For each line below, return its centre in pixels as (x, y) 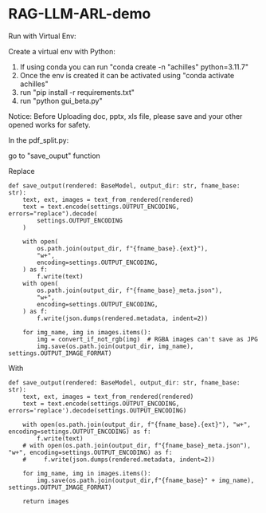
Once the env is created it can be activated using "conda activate (127, 75)
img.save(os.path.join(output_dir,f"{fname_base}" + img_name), (146, 480)
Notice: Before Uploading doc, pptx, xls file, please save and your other (125, 116)
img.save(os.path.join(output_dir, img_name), (115, 346)
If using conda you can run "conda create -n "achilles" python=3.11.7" (134, 67)
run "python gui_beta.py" (61, 101)
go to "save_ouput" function (55, 156)
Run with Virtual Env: (43, 36)
